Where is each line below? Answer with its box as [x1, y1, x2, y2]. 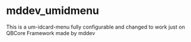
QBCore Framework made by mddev [6, 29, 95, 36]
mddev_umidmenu [6, 4, 100, 17]
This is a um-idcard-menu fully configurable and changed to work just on [6, 23, 185, 30]
